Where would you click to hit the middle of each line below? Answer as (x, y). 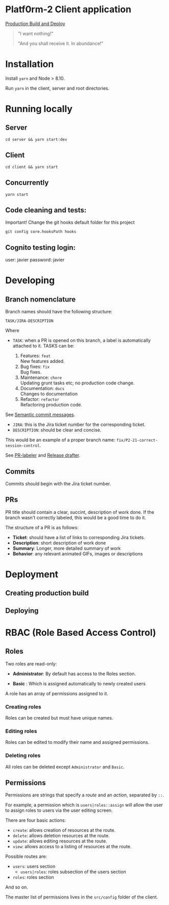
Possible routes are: (26, 856)
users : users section (34, 867)
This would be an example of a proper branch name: (61, 440)
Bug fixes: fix (35, 367)
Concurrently (27, 183)
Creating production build (47, 593)
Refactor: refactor (40, 399)
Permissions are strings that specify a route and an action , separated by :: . (85, 795)
